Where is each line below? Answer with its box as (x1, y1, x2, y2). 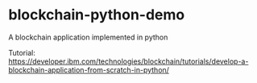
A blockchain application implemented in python (8, 32, 168, 42)
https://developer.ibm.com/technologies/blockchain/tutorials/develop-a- (8, 56, 249, 66)
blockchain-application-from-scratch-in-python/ (8, 64, 169, 74)
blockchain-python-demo (8, 6, 185, 24)
